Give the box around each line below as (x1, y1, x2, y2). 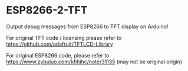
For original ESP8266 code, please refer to (6, 52, 110, 59)
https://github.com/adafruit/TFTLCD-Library (6, 40, 113, 48)
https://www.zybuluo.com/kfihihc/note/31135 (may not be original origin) (6, 58, 183, 65)
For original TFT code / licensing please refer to (6, 34, 122, 41)
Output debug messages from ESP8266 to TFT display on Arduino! (6, 23, 169, 30)
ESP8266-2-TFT (6, 4, 88, 17)
